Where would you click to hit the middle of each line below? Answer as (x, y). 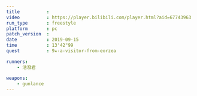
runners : (17, 61)
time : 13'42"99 (40, 46)
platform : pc (32, 28)
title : (28, 12)
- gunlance (31, 84)
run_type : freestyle (41, 23)
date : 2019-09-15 (43, 40)
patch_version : (28, 34)
